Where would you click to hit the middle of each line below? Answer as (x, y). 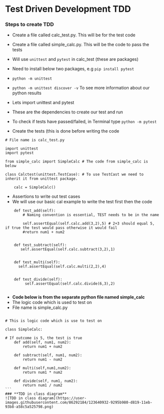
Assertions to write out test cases (46, 196)
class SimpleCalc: (24, 330)
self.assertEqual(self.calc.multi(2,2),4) (62, 267)
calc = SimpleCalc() (35, 188)
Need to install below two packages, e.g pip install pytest (73, 69)
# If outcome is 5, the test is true (44, 338)
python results (27, 93)
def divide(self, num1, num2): (46, 381)
